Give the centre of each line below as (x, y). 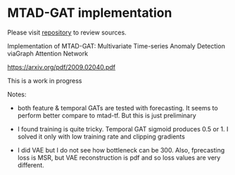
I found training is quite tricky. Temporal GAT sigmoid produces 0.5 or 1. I (123, 129)
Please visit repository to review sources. (67, 32)
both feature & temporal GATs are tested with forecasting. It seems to (118, 108)
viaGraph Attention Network (48, 53)
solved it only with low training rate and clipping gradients (101, 136)
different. (31, 165)
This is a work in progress (45, 80)
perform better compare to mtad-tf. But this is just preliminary (107, 115)
